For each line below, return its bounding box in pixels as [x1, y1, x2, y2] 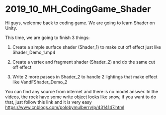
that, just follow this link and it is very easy [5, 99, 92, 105]
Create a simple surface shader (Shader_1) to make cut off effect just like [12, 44, 162, 50]
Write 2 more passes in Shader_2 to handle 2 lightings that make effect [12, 74, 158, 79]
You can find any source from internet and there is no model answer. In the [5, 88, 159, 94]
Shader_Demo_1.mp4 [12, 49, 56, 55]
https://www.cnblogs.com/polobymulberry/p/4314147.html [5, 104, 125, 110]
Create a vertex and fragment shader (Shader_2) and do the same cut [12, 59, 156, 65]
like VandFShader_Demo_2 [12, 79, 68, 85]
